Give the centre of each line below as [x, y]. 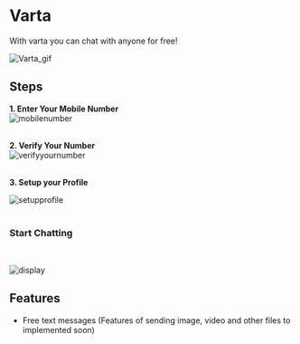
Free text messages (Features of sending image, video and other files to [156, 320]
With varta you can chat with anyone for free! [94, 41]
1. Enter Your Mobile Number [64, 109]
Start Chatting [41, 233]
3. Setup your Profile [49, 182]
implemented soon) [58, 330]
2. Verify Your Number [52, 145]
